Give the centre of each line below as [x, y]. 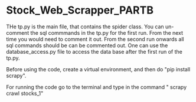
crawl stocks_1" [25, 93]
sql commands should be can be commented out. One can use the [87, 45]
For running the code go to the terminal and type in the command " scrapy [97, 87]
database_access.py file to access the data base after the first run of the [94, 51]
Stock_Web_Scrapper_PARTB [80, 10]
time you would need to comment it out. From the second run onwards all [95, 39]
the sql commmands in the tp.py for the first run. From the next [107, 32]
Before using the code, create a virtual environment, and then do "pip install [98, 69]
